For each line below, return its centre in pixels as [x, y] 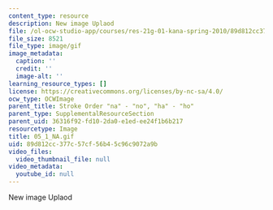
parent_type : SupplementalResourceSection [81, 114]
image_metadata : [36, 54]
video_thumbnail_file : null [63, 159]
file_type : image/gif [45, 46]
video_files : [30, 152]
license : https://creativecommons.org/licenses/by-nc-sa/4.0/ [116, 91]
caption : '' [36, 62]
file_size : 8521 [36, 39]
